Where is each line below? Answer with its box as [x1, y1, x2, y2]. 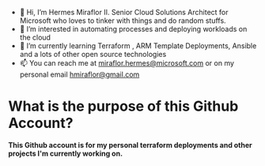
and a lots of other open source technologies [19, 50, 167, 58]
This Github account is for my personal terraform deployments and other [8, 140, 253, 149]
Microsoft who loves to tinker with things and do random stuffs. [19, 16, 227, 25]
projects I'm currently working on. [8, 149, 123, 158]
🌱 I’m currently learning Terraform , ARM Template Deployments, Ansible [19, 41, 257, 51]
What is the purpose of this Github [8, 97, 239, 115]
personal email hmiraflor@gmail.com [19, 70, 140, 79]
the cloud [19, 32, 51, 42]
